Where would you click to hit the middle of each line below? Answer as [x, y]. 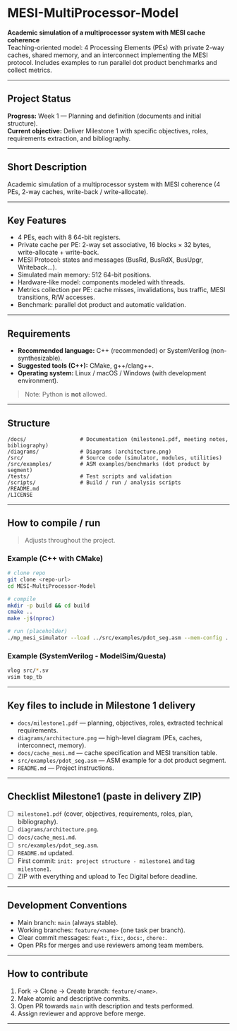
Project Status [39, 99]
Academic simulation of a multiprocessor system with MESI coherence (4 [114, 184]
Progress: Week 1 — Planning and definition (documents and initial [104, 116]
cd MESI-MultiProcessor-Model [52, 586]
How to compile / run [54, 523]
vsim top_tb [25, 677]
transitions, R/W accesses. [56, 297]
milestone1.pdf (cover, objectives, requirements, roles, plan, [105, 814]
